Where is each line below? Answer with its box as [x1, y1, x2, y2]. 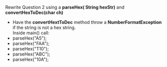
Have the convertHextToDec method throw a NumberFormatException [12, 19, 162, 25]
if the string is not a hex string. [12, 24, 76, 30]
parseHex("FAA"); [12, 40, 49, 46]
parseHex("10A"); [12, 56, 49, 62]
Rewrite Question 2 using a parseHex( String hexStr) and [5, 4, 125, 10]
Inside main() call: [12, 30, 50, 35]
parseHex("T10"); [12, 46, 49, 51]
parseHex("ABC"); [12, 51, 50, 57]
